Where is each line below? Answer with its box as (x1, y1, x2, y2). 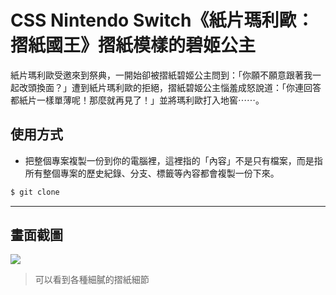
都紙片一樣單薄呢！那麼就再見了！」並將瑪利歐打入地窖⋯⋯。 (10, 94, 265, 106)
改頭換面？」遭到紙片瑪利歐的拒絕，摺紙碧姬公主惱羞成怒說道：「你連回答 (18, 81, 322, 93)
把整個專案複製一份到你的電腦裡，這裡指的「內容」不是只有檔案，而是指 (24, 154, 323, 166)
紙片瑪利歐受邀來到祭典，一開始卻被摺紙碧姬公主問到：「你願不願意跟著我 (10, 69, 313, 81)
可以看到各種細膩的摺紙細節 (34, 274, 150, 286)
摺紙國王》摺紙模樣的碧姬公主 (10, 34, 257, 57)
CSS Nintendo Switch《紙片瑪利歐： (10, 9, 315, 32)
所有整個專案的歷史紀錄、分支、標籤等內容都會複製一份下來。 (24, 167, 280, 179)
